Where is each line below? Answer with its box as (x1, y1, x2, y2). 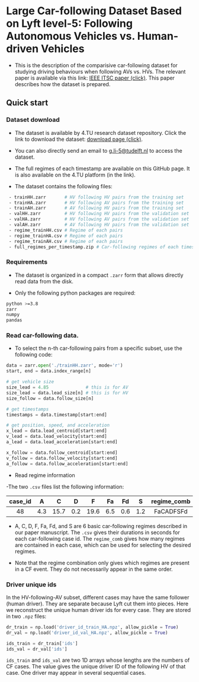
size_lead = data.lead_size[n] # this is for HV (6, 390, 129, 396)
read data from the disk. (14, 277, 74, 285)
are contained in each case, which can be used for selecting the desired (14, 541, 191, 548)
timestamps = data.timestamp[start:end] (6, 412, 108, 418)
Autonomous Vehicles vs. (6, 30, 135, 43)
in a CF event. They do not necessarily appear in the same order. (14, 566, 173, 573)
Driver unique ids (6, 580, 57, 589)
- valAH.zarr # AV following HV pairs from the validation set (8, 222, 190, 228)
